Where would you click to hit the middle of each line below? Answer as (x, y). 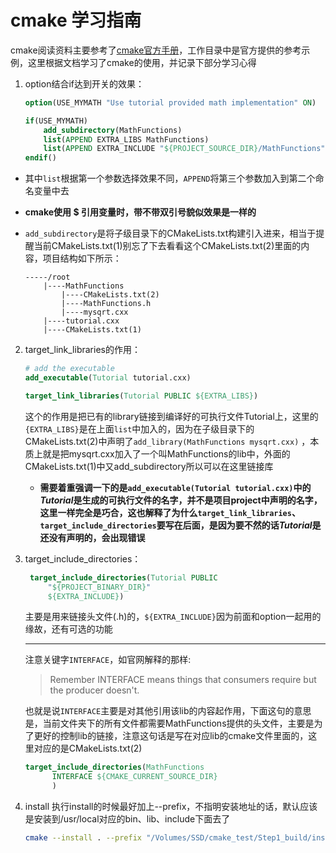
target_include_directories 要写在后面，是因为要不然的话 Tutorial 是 (180, 525)
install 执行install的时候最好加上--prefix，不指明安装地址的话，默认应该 (171, 807)
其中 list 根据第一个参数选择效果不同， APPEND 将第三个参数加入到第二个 (170, 178)
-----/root (47, 277)
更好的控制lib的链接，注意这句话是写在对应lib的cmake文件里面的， (171, 736)
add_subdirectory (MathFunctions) (113, 130)
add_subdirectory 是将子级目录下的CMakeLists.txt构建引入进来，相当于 (170, 233)
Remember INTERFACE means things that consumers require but (183, 680)
